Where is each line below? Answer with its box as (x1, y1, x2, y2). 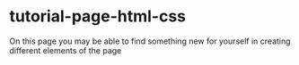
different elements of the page (9, 45, 122, 55)
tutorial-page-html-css (9, 6, 187, 27)
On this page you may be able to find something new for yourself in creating (9, 36, 291, 46)
